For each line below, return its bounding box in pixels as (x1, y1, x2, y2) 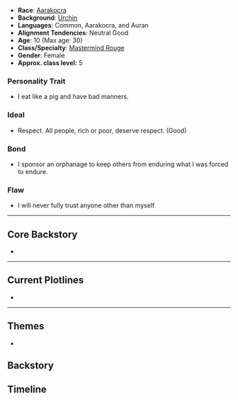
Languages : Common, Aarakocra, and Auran (17, 21, 149, 29)
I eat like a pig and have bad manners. (17, 92, 129, 101)
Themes (7, 320, 45, 332)
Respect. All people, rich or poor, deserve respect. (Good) (17, 126, 187, 135)
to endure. (17, 167, 48, 176)
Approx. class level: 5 (17, 59, 83, 67)
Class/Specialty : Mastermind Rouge (17, 44, 125, 52)
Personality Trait (7, 76, 66, 86)
